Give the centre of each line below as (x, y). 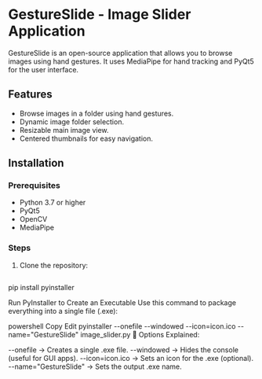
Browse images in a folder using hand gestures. (96, 113)
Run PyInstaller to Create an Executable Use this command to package (122, 302)
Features (30, 95)
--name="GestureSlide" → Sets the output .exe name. (95, 366)
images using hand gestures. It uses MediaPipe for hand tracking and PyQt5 (131, 61)
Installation (36, 163)
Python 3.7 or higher (53, 203)
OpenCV (33, 219)
